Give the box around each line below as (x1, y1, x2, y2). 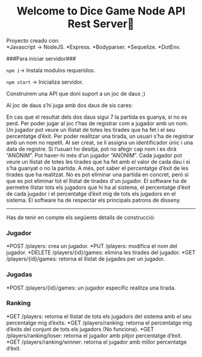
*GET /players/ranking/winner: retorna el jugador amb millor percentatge (6, 338, 188, 346)
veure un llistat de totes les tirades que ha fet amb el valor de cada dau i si (6, 158, 191, 165)
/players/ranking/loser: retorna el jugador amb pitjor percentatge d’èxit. (6, 332, 182, 339)
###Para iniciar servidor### (6, 55, 76, 62)
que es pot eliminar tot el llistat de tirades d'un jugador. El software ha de (6, 177, 188, 184)
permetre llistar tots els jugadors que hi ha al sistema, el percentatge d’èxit (6, 184, 191, 191)
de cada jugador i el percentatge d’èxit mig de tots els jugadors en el (6, 190, 176, 197)
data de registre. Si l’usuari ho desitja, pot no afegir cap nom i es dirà (6, 145, 177, 152)
